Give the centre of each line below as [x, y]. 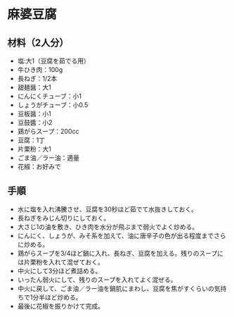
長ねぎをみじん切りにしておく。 [64, 218]
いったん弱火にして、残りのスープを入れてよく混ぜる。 [97, 280]
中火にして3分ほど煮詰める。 [59, 271]
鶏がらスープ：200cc [48, 131]
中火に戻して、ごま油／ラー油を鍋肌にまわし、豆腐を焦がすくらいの [116, 288]
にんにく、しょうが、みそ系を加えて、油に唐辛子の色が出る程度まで [116, 235]
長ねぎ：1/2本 [37, 79]
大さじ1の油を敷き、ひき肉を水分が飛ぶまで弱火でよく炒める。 [108, 227]
